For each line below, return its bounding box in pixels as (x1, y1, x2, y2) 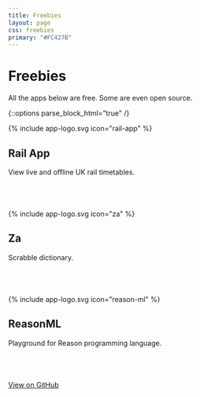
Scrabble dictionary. (8, 252, 73, 262)
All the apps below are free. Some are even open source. (8, 94, 193, 103)
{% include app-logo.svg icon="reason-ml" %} (8, 294, 161, 303)
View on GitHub (8, 380, 59, 389)
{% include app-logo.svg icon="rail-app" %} (8, 123, 153, 134)
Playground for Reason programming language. (8, 338, 162, 347)
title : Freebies (8, 11, 61, 20)
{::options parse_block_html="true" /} (8, 108, 130, 118)
